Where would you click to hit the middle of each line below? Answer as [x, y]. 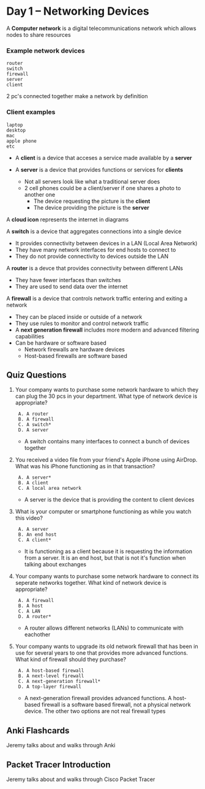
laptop [15, 125]
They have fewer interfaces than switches [68, 280]
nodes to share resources [39, 34]
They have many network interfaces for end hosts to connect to [95, 250]
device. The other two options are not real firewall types [95, 711]
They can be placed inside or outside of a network [79, 316]
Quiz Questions [36, 375]
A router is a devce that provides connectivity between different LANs [95, 268]
